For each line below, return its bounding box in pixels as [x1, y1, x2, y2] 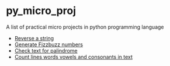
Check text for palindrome [14, 47, 78, 54]
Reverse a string [14, 34, 54, 41]
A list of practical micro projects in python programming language [6, 23, 165, 30]
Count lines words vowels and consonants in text [14, 53, 133, 60]
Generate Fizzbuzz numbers [14, 41, 84, 48]
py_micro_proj [6, 4, 76, 18]
